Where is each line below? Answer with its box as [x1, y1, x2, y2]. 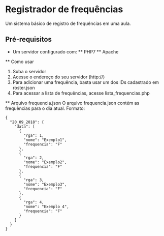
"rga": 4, [23, 199, 44, 204]
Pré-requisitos [5, 35, 52, 44]
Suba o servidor [12, 68, 47, 74]
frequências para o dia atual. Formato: [5, 105, 85, 111]
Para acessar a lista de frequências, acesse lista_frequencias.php [12, 90, 150, 96]
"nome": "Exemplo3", [23, 182, 67, 187]
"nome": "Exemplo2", [23, 159, 67, 165]
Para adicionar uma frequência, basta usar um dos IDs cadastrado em [12, 79, 159, 85]
